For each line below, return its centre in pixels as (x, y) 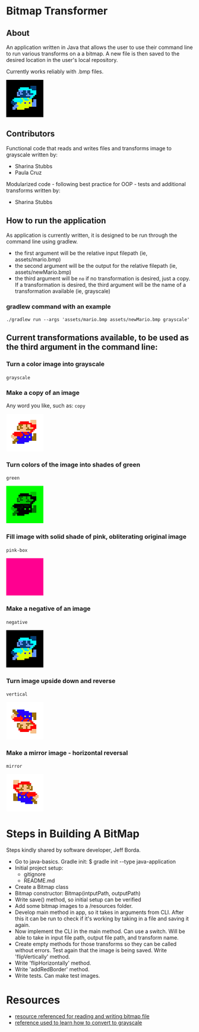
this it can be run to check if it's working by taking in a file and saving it (102, 919)
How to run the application (56, 221)
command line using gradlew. (42, 241)
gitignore (34, 875)
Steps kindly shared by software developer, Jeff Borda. (73, 850)
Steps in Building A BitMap (73, 834)
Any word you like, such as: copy (46, 405)
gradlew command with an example (59, 307)
